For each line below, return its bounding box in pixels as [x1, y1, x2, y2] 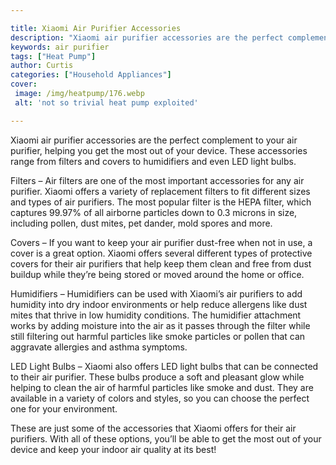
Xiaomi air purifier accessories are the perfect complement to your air [10, 134, 298, 146]
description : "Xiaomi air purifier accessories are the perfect [10, 32, 284, 43]
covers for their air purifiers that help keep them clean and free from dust [10, 257, 312, 270]
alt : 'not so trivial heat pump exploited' [14, 97, 199, 108]
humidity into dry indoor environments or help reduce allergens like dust [10, 298, 308, 310]
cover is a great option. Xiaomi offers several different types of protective [10, 247, 313, 259]
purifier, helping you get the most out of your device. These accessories [10, 144, 308, 156]
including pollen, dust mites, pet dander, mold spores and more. [10, 217, 273, 229]
